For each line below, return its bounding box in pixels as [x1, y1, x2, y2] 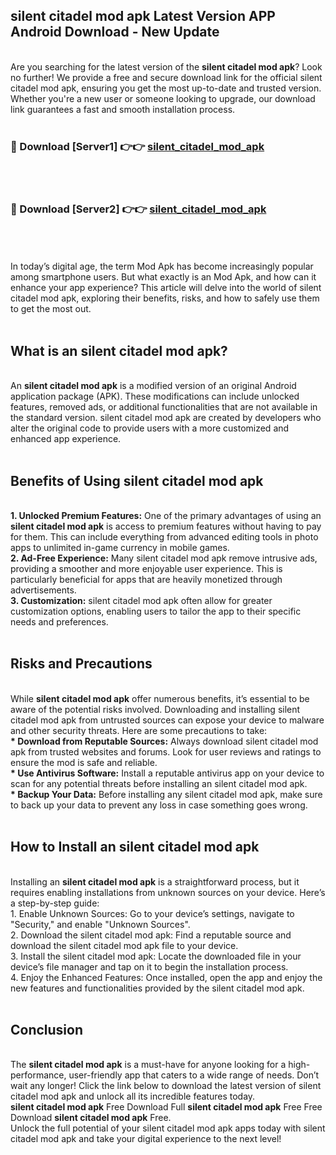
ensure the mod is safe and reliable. [10, 756, 158, 768]
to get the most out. [10, 303, 92, 315]
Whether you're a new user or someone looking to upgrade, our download [10, 92, 316, 104]
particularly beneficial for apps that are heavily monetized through [10, 574, 283, 586]
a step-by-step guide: [10, 897, 100, 909]
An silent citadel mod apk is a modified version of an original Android [10, 380, 297, 392]
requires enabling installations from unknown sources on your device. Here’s [10, 886, 326, 898]
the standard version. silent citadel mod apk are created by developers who [10, 412, 322, 424]
